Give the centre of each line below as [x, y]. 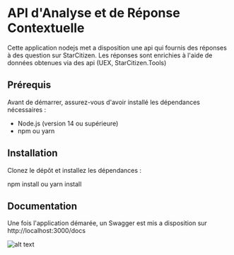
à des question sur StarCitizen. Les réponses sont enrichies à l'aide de [110, 55]
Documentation [42, 206]
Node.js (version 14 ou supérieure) [68, 123]
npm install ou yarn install [45, 184]
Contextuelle [46, 28]
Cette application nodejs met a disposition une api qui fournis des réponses [117, 47]
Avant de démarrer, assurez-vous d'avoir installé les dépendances [104, 102]
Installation [33, 153]
